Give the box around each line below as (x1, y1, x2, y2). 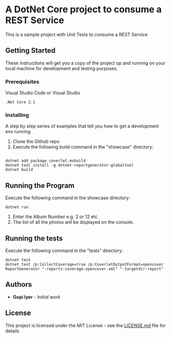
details (5, 328, 19, 334)
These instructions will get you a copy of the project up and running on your (5, 60, 165, 66)
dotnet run (5, 205, 29, 210)
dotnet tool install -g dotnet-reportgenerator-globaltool (5, 163, 134, 168)
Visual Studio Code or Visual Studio (5, 90, 80, 96)
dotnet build (5, 167, 33, 173)
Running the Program (5, 181, 75, 190)
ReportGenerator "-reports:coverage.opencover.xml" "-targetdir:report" (5, 266, 164, 271)
